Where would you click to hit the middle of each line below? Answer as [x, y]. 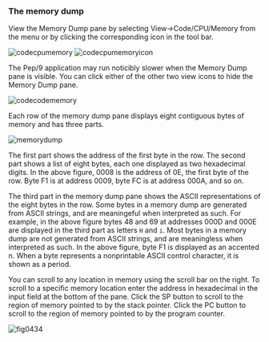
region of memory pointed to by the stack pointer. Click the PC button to [127, 305]
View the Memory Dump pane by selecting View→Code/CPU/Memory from [132, 29]
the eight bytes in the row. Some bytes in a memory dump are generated [128, 205]
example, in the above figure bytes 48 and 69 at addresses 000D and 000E [132, 222]
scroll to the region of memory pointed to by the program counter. [117, 314]
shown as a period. [40, 264]
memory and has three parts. [56, 125]
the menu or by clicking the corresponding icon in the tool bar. [111, 37]
